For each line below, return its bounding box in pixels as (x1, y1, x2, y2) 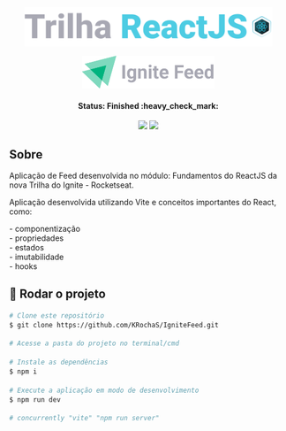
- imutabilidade (9, 251, 64, 262)
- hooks (9, 261, 38, 272)
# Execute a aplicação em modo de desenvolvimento (9, 386, 199, 395)
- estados (9, 242, 44, 252)
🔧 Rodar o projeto (9, 287, 106, 302)
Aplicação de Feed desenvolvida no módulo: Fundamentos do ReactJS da (9, 171, 278, 181)
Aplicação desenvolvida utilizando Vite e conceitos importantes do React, (9, 197, 276, 207)
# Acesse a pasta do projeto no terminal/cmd (9, 339, 179, 348)
